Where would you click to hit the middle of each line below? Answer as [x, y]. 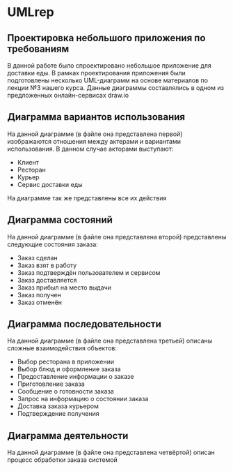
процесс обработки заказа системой [63, 460]
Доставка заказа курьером [58, 406]
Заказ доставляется [47, 280]
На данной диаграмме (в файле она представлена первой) [95, 134]
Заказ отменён [40, 302]
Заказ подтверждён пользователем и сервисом [89, 272]
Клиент [28, 162]
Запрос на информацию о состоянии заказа [83, 399]
